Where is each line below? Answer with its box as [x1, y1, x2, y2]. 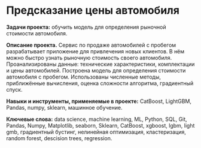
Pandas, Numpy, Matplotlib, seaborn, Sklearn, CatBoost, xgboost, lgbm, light [6, 122, 195, 129]
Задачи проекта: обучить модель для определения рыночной [6, 23, 166, 31]
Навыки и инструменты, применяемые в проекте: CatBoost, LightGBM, [6, 97, 192, 105]
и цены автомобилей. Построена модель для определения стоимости [6, 67, 186, 74]
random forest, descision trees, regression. [6, 134, 112, 141]
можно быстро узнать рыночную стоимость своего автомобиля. [6, 54, 172, 61]
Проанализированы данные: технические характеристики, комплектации [6, 61, 195, 68]
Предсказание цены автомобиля [6, 4, 179, 17]
